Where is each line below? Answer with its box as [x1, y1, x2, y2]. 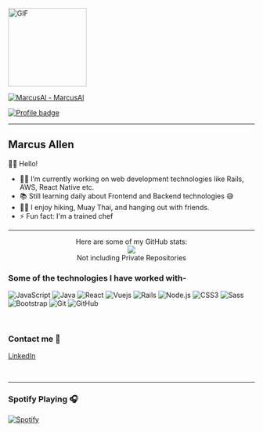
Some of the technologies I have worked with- [8, 272, 187, 283]
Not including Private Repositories [77, 252, 186, 262]
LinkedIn [8, 351, 36, 361]
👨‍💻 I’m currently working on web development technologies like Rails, [19, 174, 244, 183]
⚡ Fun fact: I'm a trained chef [19, 211, 113, 220]
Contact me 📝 [8, 333, 61, 344]
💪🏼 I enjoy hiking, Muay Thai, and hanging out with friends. [19, 202, 210, 212]
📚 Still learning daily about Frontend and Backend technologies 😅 [19, 191, 234, 201]
